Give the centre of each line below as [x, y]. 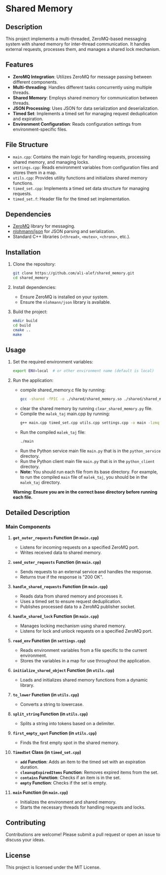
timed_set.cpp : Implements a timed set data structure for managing [81, 188]
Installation [23, 252]
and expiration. [28, 119]
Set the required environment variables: [53, 362]
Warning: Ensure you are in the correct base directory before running [85, 492]
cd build [22, 325]
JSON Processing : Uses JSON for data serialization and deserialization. [86, 108]
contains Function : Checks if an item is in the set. [70, 778]
